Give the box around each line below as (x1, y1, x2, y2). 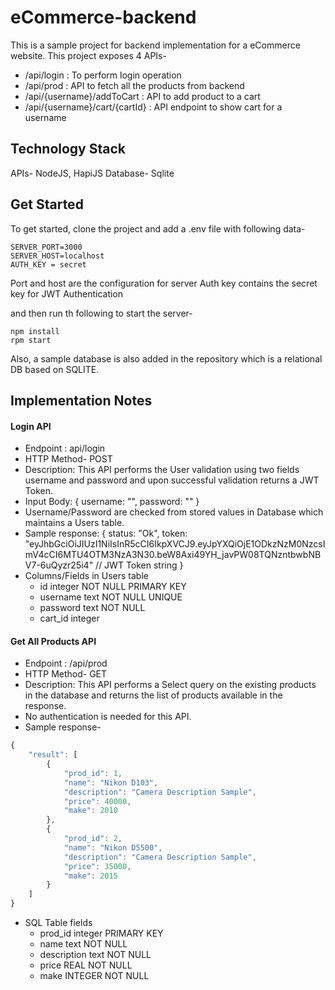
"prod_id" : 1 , (63, 768, 123, 778)
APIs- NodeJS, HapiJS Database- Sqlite (10, 167, 175, 179)
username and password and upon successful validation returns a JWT (24, 474, 320, 486)
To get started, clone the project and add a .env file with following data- (10, 222, 306, 235)
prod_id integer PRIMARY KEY (39, 927, 164, 940)
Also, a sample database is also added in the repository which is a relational (10, 352, 323, 365)
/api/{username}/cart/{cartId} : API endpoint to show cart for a (24, 101, 283, 113)
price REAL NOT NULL (39, 959, 133, 971)
